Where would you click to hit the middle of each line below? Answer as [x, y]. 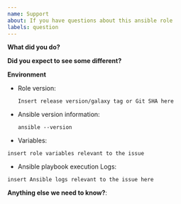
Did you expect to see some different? [65, 61]
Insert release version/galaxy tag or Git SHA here [95, 101]
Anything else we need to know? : [57, 193]
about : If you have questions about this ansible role [90, 21]
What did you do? [34, 47]
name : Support [28, 14]
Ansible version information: [59, 115]
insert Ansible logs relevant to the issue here [81, 180]
